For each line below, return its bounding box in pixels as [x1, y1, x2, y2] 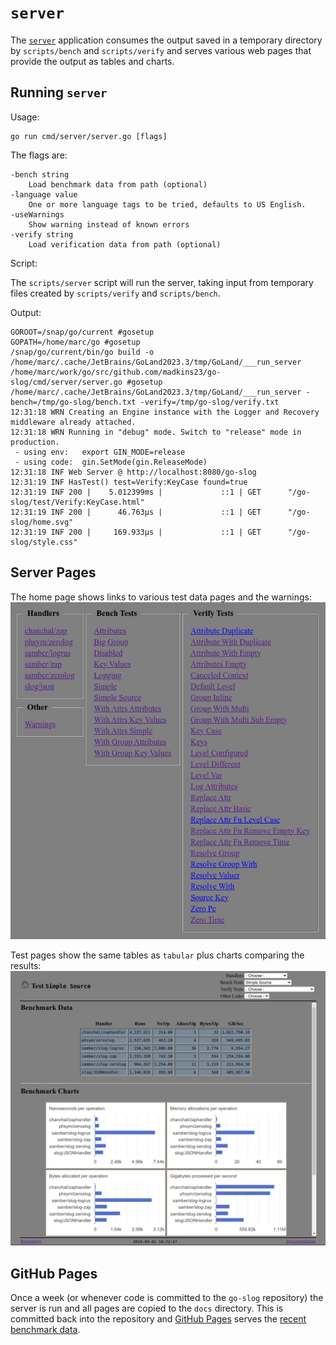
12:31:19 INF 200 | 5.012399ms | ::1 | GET [10, 487, 262, 497]
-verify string [10, 229, 74, 240]
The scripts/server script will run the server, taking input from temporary [10, 276, 314, 288]
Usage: [10, 111, 40, 123]
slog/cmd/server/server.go [10, 377, 123, 387]
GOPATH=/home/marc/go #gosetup [10, 337, 141, 347]
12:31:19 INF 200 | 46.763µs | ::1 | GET [10, 507, 262, 517]
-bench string [10, 169, 70, 180]
